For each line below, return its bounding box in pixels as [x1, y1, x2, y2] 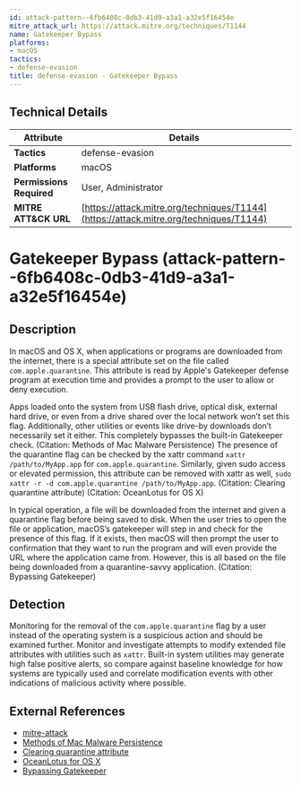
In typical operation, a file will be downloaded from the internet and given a [9, 504, 287, 515]
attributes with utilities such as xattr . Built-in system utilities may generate [9, 649, 285, 660]
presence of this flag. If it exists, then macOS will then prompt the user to [9, 532, 279, 543]
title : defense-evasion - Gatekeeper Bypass [9, 72, 178, 81]
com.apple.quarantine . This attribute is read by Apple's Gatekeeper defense [9, 365, 289, 375]
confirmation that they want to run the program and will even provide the [9, 542, 278, 553]
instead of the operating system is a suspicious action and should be [9, 630, 263, 641]
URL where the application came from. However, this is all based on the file [9, 552, 287, 563]
